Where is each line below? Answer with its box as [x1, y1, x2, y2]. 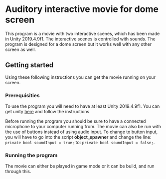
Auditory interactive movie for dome [5, 3, 159, 15]
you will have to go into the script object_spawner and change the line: [5, 134, 152, 140]
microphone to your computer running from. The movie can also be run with [5, 124, 161, 130]
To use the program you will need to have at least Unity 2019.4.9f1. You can [5, 103, 160, 109]
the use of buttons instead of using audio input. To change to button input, [5, 129, 158, 135]
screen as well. [5, 46, 36, 52]
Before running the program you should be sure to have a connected [5, 118, 146, 124]
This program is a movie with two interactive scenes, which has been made [5, 30, 160, 36]
